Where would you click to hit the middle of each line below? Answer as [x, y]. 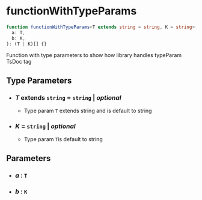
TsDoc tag [19, 62]
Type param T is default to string [63, 139]
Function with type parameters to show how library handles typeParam [94, 55]
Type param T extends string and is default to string [88, 111]
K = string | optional [45, 126]
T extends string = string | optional [68, 97]
